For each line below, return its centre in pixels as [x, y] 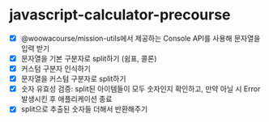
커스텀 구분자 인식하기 [56, 69]
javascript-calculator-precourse [120, 15]
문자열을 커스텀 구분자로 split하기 [73, 79]
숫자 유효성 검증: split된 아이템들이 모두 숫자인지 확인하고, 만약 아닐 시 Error [141, 89]
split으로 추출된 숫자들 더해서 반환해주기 [84, 109]
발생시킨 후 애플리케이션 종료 [66, 99]
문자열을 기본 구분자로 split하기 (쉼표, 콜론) [89, 59]
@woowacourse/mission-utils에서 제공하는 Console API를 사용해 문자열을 [141, 38]
